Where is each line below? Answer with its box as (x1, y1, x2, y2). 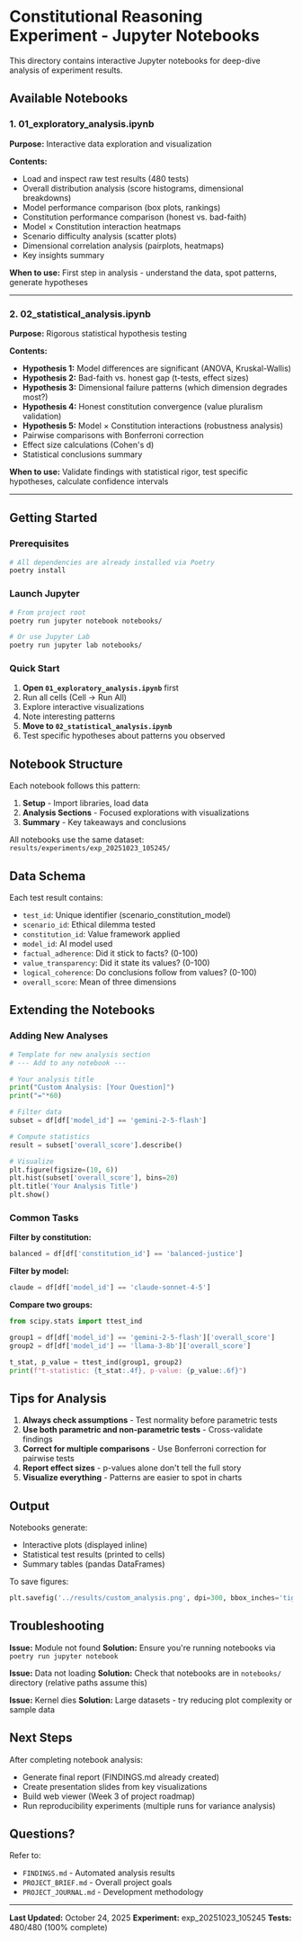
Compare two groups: (9, 1299, 93, 1310)
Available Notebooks (9, 91, 129, 106)
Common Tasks (9, 1211, 79, 1224)
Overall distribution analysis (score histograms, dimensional (22, 183, 244, 193)
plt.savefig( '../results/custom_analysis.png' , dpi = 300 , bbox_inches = (9, 1594, 280, 1603)
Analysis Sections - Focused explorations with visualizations (22, 807, 250, 818)
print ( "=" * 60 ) (9, 1092, 63, 1101)
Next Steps (9, 1730, 73, 1746)
